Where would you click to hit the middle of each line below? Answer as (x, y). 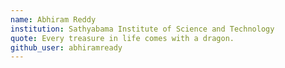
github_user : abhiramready (66, 47)
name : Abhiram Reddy (53, 19)
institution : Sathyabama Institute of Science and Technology (142, 29)
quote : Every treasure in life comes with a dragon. (122, 38)
